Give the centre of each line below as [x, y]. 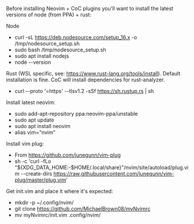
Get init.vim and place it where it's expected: [60, 191]
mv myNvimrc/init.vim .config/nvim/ [58, 215]
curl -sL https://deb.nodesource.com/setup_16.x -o [76, 37]
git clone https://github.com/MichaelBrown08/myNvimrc [82, 209]
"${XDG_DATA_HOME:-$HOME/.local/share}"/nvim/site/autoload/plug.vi [101, 167]
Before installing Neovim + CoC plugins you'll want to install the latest [90, 8]
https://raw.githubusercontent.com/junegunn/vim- [114, 174]
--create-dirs [36, 174]
